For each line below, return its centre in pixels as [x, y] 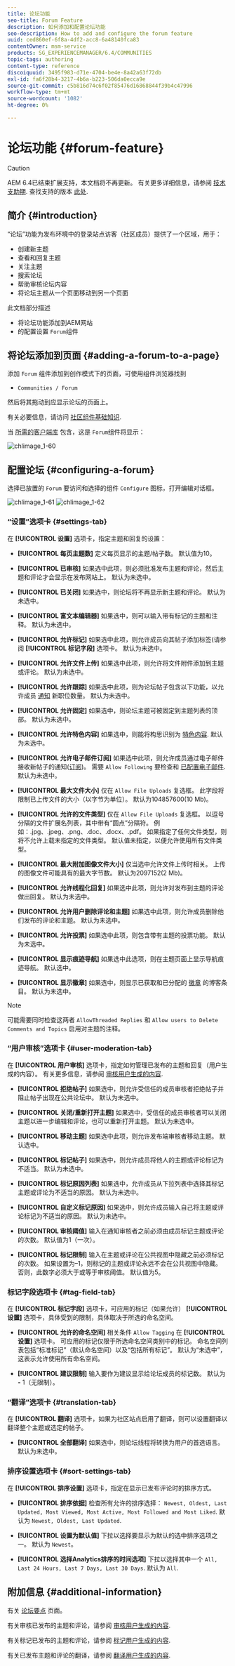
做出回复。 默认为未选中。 [55, 897]
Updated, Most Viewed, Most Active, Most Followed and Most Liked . [117, 1512]
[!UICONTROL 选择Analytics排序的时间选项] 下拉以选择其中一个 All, [117, 1559]
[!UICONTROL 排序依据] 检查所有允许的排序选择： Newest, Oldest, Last [122, 1502]
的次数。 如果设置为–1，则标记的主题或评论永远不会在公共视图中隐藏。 [120, 1263]
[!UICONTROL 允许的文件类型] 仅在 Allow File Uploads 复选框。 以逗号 [121, 814]
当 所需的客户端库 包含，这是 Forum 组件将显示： [76, 432]
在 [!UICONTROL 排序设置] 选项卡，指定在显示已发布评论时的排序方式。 [111, 1488]
